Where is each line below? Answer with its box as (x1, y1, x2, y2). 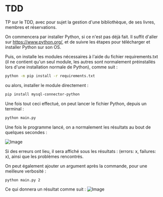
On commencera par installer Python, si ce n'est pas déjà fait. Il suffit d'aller (5, 34, 158, 40)
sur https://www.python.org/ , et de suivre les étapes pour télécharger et (5, 39, 150, 44)
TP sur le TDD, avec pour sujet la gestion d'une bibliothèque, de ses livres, (5, 19, 156, 25)
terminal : (5, 106, 24, 111)
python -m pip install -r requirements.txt (5, 73, 95, 78)
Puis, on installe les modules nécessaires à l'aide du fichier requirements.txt (5, 53, 158, 59)
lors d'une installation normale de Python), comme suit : (5, 64, 118, 70)
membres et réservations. (5, 24, 57, 30)
